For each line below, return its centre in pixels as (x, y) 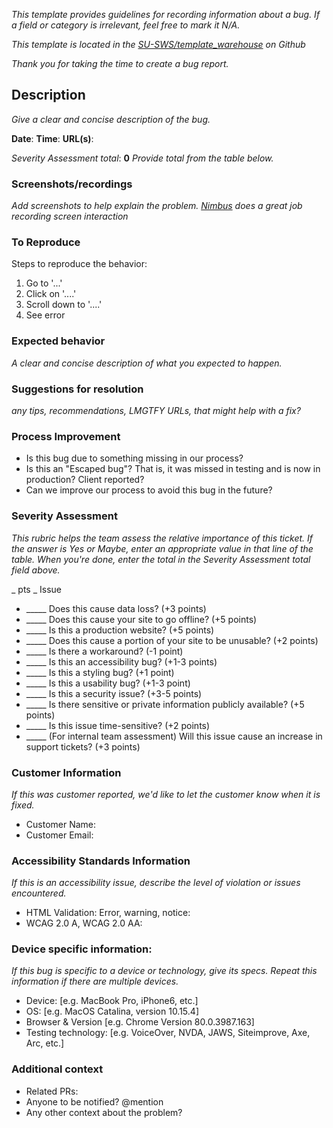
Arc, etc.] (45, 1043)
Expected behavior (58, 341)
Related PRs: (52, 1091)
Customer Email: (59, 835)
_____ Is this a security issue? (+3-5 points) (114, 693)
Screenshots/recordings (72, 184)
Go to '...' (44, 283)
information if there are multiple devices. (95, 981)
